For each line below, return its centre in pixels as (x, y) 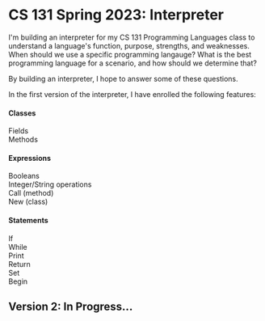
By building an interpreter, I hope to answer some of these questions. (123, 78)
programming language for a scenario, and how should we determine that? (132, 63)
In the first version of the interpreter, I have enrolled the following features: (132, 94)
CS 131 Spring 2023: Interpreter (116, 15)
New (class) (28, 202)
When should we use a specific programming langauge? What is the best (130, 54)
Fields (19, 131)
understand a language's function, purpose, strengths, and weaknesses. (129, 45)
